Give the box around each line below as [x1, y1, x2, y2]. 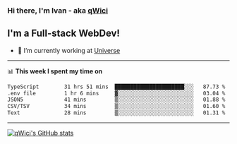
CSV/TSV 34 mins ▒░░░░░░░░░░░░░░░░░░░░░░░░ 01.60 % [7, 103, 226, 110]
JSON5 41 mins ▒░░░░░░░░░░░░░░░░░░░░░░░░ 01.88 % [7, 96, 226, 104]
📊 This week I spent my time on [7, 66, 103, 76]
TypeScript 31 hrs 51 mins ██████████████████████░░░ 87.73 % [7, 83, 226, 90]
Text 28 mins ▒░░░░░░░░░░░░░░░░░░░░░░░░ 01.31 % [7, 109, 226, 116]
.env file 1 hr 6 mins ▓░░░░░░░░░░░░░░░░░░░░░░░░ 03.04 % [7, 90, 226, 97]
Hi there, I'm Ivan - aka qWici [7, 6, 108, 16]
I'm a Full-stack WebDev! [7, 28, 120, 40]
